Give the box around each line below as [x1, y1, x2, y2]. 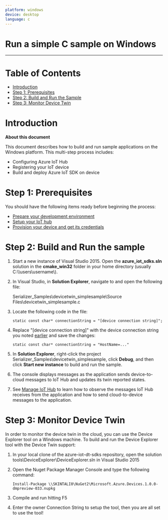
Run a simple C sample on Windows [5, 38, 156, 50]
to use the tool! [12, 510, 43, 515]
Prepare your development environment [12, 214, 95, 220]
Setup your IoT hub [12, 219, 52, 225]
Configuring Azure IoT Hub [12, 159, 68, 165]
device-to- [130, 372, 153, 378]
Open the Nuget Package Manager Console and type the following [12, 467, 150, 472]
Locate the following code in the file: [12, 309, 88, 315]
